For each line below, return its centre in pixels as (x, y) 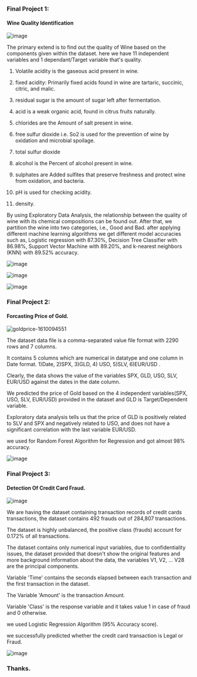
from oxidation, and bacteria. (50, 181)
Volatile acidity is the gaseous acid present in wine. (77, 71)
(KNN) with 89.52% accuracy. (43, 253)
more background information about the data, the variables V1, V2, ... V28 (96, 560)
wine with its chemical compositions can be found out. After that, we (89, 222)
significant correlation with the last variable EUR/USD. (72, 430)
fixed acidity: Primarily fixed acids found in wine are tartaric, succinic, (99, 83)
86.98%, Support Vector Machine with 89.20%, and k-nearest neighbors (94, 246)
